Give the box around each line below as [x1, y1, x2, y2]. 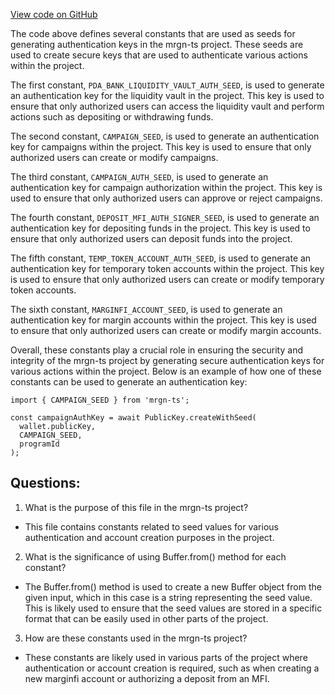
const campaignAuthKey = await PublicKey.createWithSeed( [10, 413, 257, 423]
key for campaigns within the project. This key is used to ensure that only [10, 141, 312, 153]
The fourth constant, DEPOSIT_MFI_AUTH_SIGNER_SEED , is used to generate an [10, 212, 320, 223]
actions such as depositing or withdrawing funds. [10, 111, 214, 123]
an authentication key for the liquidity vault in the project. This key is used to [10, 90, 325, 101]
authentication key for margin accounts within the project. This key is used [10, 314, 317, 326]
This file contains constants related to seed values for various [24, 520, 279, 533]
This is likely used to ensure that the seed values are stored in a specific [24, 602, 323, 614]
